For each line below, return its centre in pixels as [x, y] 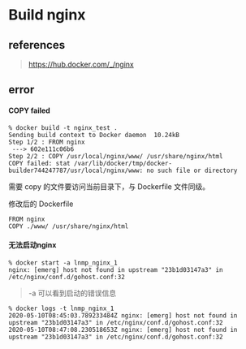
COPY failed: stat [39, 163]
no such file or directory [192, 170]
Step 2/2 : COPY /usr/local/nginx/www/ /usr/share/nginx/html [116, 156]
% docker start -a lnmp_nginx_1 [63, 263]
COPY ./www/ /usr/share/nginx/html [69, 226]
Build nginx [47, 15]
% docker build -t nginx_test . [63, 127]
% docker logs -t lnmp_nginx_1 [61, 308]
